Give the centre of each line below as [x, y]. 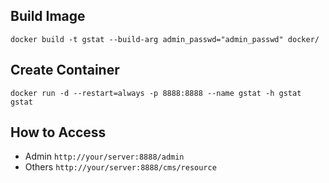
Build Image [48, 16]
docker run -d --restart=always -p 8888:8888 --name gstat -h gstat [156, 93]
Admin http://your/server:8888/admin [104, 156]
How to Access [58, 132]
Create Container [65, 70]
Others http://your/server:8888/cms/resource [120, 167]
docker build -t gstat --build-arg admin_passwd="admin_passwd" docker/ [165, 39]
